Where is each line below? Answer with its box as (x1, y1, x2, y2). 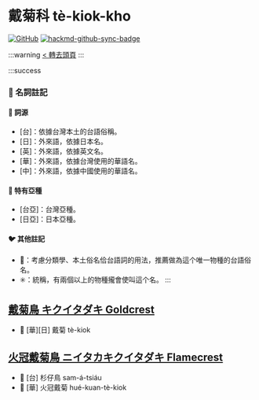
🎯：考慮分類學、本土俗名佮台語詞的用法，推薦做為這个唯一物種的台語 (19, 255, 245, 265)
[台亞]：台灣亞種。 (19, 205, 81, 214)
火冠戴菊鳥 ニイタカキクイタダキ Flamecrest (8, 350, 224, 364)
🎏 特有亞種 (8, 186, 42, 195)
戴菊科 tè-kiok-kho (8, 7, 131, 25)
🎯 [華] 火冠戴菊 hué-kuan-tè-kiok (19, 383, 127, 392)
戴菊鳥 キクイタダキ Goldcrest (8, 302, 155, 316)
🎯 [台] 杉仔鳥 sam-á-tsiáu (19, 373, 102, 383)
